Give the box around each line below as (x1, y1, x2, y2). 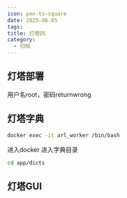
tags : (7, 23, 23, 30)
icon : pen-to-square (7, 10, 68, 17)
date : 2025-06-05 (7, 17, 58, 24)
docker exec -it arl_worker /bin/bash (7, 132, 120, 139)
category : (7, 36, 36, 43)
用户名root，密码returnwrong (7, 90, 91, 99)
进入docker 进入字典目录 (7, 145, 78, 154)
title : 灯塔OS (7, 29, 47, 37)
